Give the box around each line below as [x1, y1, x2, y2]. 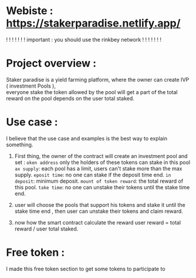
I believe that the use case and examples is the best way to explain [6, 135, 167, 142]
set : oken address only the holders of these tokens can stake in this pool [14, 159, 191, 166]
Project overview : [6, 57, 97, 70]
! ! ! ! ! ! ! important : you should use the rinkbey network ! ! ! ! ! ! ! [6, 36, 162, 43]
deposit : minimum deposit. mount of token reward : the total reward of [14, 177, 184, 185]
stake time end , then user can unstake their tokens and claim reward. [14, 207, 183, 215]
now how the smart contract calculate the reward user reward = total [14, 219, 181, 226]
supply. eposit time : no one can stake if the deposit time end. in [14, 171, 171, 178]
